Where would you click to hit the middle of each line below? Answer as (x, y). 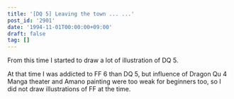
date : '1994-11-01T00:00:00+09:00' (60, 27)
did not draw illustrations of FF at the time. (69, 89)
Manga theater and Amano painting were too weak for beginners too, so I (114, 81)
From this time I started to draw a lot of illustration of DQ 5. (93, 60)
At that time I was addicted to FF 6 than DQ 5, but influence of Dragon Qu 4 (117, 74)
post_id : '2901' (31, 21)
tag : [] (19, 40)
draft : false (27, 34)
